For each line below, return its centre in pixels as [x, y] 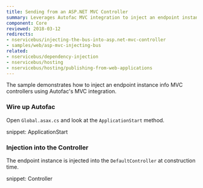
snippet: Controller [30, 178]
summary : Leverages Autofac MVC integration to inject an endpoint [93, 17]
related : [17, 51]
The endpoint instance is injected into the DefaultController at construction [101, 160]
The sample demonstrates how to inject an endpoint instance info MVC [95, 85]
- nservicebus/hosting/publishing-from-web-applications [79, 68]
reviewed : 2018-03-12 [34, 29]
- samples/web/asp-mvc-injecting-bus [54, 46]
